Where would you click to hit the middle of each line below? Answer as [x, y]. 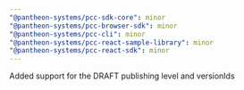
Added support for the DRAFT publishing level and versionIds [122, 76]
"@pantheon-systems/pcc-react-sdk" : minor [89, 51]
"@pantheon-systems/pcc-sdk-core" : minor [88, 17]
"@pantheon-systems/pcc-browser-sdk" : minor [93, 26]
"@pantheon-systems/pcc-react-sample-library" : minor [112, 42]
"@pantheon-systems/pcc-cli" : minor [77, 34]
